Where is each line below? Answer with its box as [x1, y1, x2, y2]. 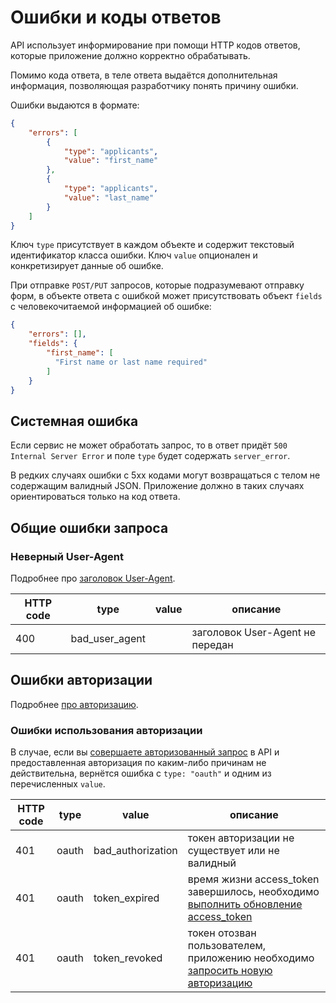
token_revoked [93, 951, 163, 965]
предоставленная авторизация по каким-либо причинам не [10, 757, 267, 769]
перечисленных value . [10, 778, 106, 790]
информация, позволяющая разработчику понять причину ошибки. [10, 79, 299, 91]
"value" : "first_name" [63, 156, 159, 166]
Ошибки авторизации [10, 672, 153, 689]
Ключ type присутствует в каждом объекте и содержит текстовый [10, 239, 295, 251]
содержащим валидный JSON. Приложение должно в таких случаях [10, 480, 305, 492]
